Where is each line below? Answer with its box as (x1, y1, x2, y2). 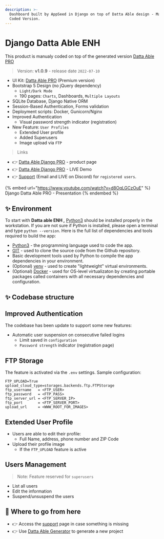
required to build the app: (5, 233, 56, 239)
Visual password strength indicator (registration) (19, 119, 117, 125)
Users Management (5, 460, 67, 469)
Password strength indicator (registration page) (19, 343, 115, 348)
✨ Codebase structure (5, 293, 75, 301)
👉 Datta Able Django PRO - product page (12, 159, 97, 165)
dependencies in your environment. (12, 258, 84, 264)
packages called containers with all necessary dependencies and (12, 274, 144, 280)
